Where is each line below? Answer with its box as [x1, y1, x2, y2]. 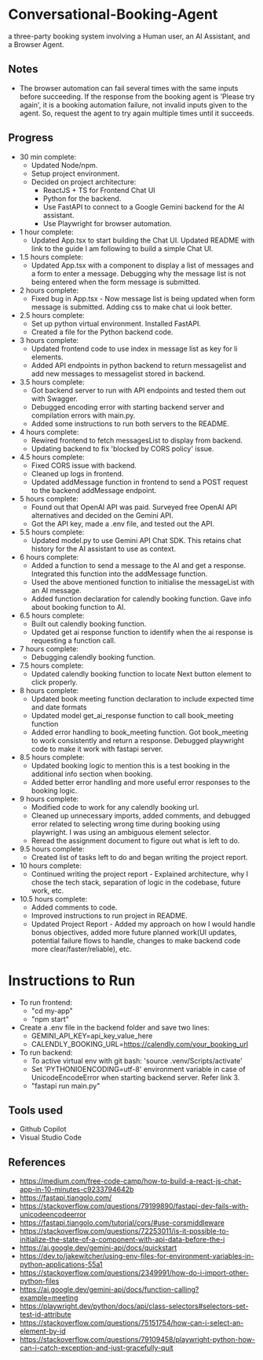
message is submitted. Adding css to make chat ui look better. [31, 302, 233, 312]
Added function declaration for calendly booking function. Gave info [31, 594, 252, 603]
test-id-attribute [19, 1310, 72, 1319]
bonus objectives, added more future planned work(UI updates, [31, 928, 237, 937]
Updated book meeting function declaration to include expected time [31, 694, 254, 703]
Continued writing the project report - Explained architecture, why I [31, 869, 249, 878]
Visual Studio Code [19, 1132, 82, 1143]
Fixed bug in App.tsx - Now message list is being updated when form [31, 294, 255, 303]
